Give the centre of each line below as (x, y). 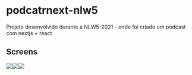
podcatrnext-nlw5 (52, 10)
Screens (22, 52)
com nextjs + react (29, 33)
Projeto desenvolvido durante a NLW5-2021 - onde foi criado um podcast (96, 27)
